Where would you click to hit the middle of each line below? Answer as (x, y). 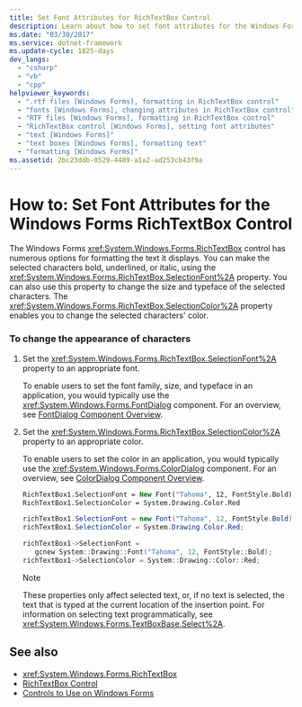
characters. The (39, 296)
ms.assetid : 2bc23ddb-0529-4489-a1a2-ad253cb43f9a (106, 160)
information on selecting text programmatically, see (117, 614)
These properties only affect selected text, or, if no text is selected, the (153, 594)
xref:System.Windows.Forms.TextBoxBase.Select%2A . (124, 623)
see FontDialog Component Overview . (93, 414)
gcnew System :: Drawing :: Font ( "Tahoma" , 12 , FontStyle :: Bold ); (153, 552)
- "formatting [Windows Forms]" (78, 151)
